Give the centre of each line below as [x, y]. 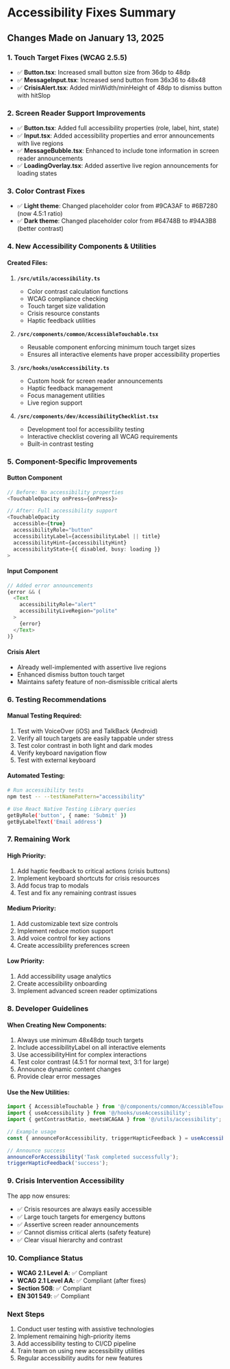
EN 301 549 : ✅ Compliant [53, 1296]
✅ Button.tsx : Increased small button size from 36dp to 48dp [103, 72]
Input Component [33, 571]
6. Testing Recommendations [57, 699]
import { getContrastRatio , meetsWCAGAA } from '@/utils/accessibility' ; [115, 1120]
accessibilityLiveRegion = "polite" [68, 611]
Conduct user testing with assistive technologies [86, 1329]
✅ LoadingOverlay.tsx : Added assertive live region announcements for [118, 166]
